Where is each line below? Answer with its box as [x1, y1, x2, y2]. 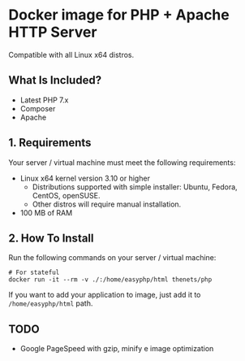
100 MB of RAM [19, 207, 73, 217]
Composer [19, 103, 56, 113]
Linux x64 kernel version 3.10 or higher [19, 173, 150, 183]
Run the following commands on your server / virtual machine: [8, 253, 217, 263]
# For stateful [8, 268, 60, 277]
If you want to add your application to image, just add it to [8, 290, 201, 300]
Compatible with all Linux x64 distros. [8, 50, 135, 59]
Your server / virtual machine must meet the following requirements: [8, 157, 236, 167]
